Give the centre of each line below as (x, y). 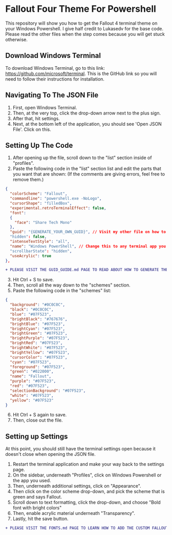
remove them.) (28, 180)
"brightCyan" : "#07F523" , (38, 329)
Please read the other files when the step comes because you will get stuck (85, 34)
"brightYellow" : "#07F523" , (40, 352)
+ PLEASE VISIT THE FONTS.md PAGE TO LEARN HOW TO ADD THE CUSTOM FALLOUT (87, 528)
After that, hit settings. (36, 118)
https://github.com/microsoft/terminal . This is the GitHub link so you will (81, 73)
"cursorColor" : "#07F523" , (39, 357)
